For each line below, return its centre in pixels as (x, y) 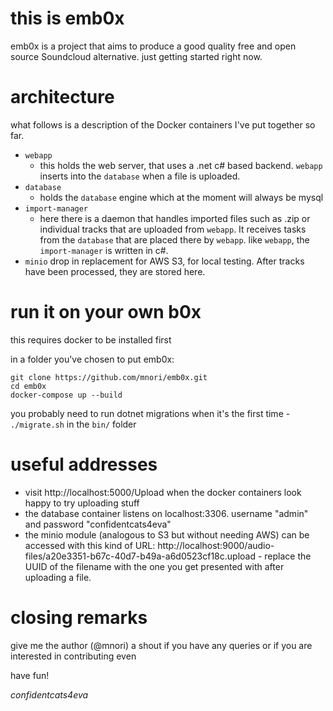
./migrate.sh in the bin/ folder (73, 424)
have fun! (30, 675)
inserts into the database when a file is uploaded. (140, 176)
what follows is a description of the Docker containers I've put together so (163, 124)
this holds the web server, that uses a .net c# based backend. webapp (181, 165)
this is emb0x (67, 18)
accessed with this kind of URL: (90, 545)
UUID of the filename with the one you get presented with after (154, 566)
